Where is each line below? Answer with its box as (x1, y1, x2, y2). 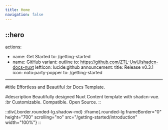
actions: (5, 44, 21, 50)
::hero (5, 31, 24, 39)
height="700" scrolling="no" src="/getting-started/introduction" (5, 114, 137, 120)
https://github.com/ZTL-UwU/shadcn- (80, 59, 158, 65)
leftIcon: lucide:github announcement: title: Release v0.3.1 (34, 64, 153, 70)
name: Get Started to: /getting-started (12, 54, 91, 60)
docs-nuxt (12, 64, 34, 70)
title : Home (5, 7, 30, 13)
